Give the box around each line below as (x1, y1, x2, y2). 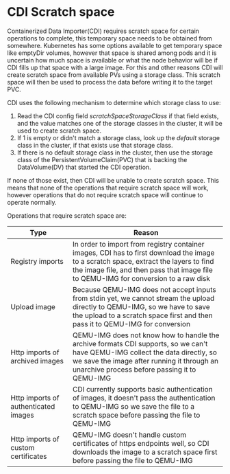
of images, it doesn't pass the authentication (73, 393, 216, 403)
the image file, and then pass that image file (73, 265, 214, 275)
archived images (10, 356, 64, 365)
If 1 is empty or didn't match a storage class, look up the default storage (16, 133, 220, 142)
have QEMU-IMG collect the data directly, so (73, 348, 218, 357)
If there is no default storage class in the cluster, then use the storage (16, 148, 214, 157)
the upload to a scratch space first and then (73, 311, 214, 320)
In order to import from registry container (73, 239, 205, 249)
